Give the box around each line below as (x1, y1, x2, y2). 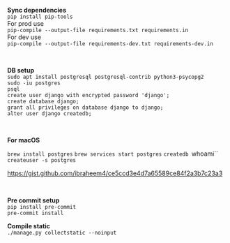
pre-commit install (7, 209, 64, 216)
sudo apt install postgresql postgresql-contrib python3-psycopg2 (7, 73, 204, 80)
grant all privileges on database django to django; (7, 104, 164, 111)
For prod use (7, 20, 44, 27)
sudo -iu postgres (7, 80, 61, 87)
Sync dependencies (7, 6, 67, 14)
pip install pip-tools (7, 13, 73, 20)
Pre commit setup (7, 196, 60, 205)
